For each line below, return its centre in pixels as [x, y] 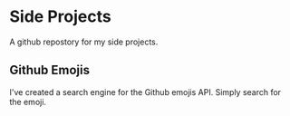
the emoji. [28, 101]
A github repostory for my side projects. [84, 42]
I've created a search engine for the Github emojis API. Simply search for [145, 92]
